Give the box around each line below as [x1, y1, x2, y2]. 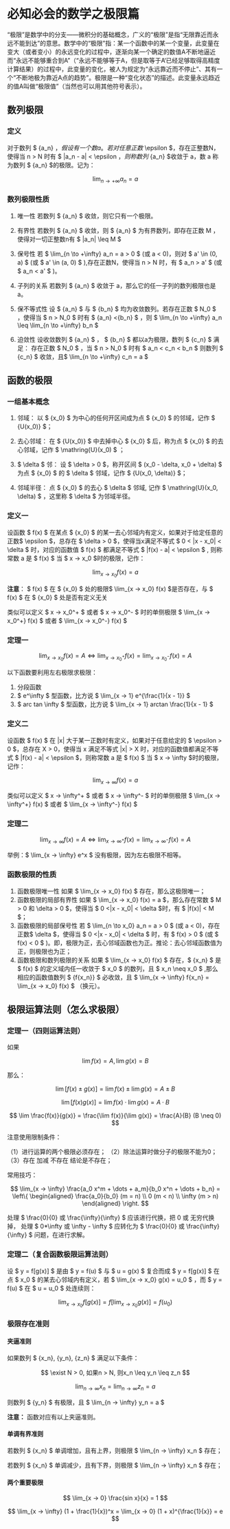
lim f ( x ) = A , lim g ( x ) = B [82, 1057, 149, 1065]
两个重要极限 [7, 1478, 43, 1486]
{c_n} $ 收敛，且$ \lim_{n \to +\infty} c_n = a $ [16, 352, 149, 360]
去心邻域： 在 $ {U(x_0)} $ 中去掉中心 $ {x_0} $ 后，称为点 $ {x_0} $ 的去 [16, 437, 224, 445]
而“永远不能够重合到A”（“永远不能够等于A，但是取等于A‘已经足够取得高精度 [7, 56, 220, 64]
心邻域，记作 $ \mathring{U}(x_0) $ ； [16, 446, 125, 454]
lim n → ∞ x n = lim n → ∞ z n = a [75, 1382, 156, 1392]
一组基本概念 [7, 397, 50, 407]
